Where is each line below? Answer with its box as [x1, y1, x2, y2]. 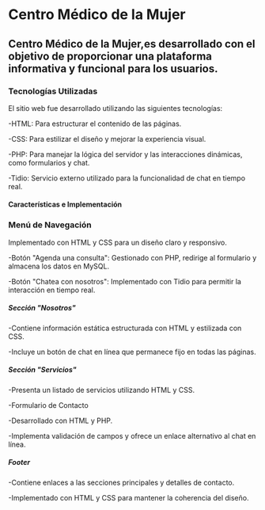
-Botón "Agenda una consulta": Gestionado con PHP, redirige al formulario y [8, 253, 257, 262]
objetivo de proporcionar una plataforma [8, 49, 212, 63]
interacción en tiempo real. [8, 285, 96, 295]
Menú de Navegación [8, 219, 93, 230]
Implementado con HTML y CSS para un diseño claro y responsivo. [8, 238, 228, 247]
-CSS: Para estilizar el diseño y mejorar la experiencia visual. [8, 134, 206, 143]
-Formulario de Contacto [8, 400, 89, 409]
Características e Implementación [8, 200, 123, 209]
